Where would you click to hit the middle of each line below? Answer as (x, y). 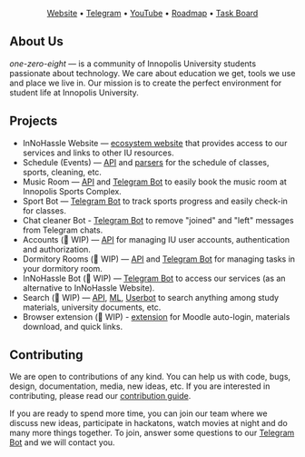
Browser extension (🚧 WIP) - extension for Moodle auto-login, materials (156, 316)
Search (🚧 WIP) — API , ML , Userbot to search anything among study (151, 297)
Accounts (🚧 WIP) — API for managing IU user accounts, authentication (156, 239)
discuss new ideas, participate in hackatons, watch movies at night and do (148, 423)
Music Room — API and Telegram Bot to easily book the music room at (155, 182)
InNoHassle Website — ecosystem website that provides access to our (155, 143)
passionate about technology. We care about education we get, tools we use (152, 73)
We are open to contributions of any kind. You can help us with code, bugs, (150, 377)
